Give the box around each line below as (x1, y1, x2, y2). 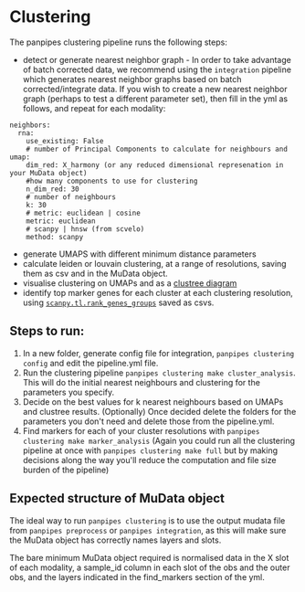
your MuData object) (9, 168, 89, 177)
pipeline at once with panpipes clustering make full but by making (22, 445, 279, 456)
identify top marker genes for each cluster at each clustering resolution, (22, 287, 294, 298)
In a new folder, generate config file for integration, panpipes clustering (22, 347, 295, 358)
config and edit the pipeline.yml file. (22, 357, 159, 368)
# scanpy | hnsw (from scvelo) (26, 224, 145, 234)
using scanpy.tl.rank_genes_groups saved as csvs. (22, 297, 215, 308)
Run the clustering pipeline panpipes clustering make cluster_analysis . (22, 367, 296, 378)
